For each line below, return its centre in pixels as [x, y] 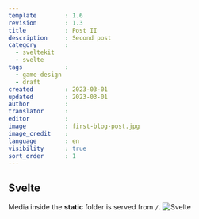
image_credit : [38, 133]
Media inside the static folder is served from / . [84, 207]
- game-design [38, 75]
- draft [28, 82]
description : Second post [60, 38]
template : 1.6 [46, 15]
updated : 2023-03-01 [58, 97]
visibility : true [48, 148]
